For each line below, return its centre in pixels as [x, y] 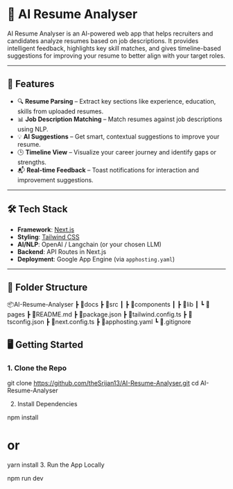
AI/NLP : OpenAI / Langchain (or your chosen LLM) [89, 244]
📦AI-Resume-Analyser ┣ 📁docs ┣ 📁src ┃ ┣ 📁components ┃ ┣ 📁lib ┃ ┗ [106, 305]
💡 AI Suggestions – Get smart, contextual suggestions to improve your [118, 136]
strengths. [32, 162]
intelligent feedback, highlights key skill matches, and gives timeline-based [114, 48]
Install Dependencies [47, 404]
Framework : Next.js [46, 230]
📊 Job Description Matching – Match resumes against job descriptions [120, 119]
